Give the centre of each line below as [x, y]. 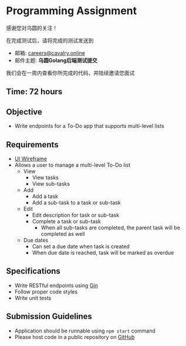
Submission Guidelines [49, 317]
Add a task [45, 196]
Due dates [36, 240]
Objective [24, 112]
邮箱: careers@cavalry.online [50, 53]
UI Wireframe [31, 159]
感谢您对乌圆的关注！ [32, 28]
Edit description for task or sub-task [76, 215]
